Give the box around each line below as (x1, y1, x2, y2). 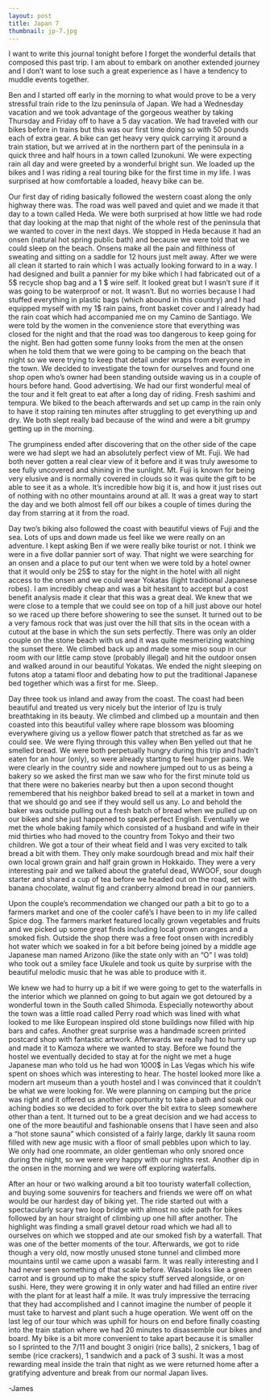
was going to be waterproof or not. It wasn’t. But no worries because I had (8, 286, 255, 296)
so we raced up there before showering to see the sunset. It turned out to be (8, 609, 263, 619)
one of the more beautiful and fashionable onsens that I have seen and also (8, 1120, 259, 1130)
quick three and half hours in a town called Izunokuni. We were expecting (8, 150, 252, 160)
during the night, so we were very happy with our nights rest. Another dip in (8, 1155, 260, 1165)
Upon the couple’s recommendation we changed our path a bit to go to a (8, 899, 250, 909)
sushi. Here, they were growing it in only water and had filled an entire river (8, 1282, 258, 1292)
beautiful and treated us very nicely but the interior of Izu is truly (8, 702, 222, 712)
